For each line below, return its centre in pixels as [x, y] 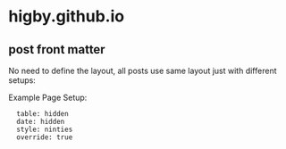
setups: [22, 80]
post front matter [57, 50]
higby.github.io [67, 17]
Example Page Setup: [48, 97]
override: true [45, 137]
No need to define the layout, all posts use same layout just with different [143, 70]
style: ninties [45, 129]
